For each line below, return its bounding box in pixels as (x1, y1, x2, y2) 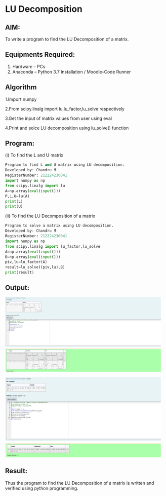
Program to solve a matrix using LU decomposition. (5, 223, 114, 228)
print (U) (5, 204, 23, 209)
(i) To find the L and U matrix (5, 152, 64, 158)
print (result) (5, 270, 35, 275)
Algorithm (5, 83, 37, 92)
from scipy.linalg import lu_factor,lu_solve (5, 244, 100, 249)
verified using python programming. (5, 485, 79, 491)
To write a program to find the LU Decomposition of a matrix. (5, 36, 129, 42)
